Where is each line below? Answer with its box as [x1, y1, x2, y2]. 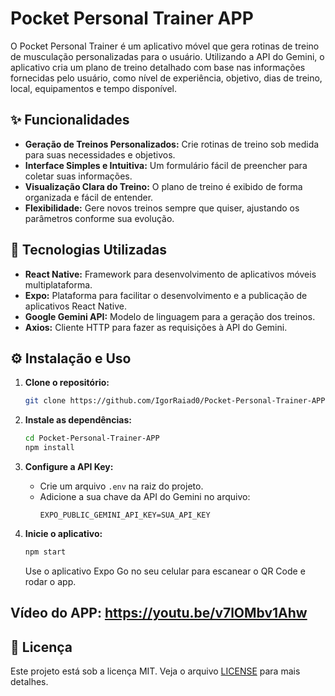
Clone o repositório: [24, 377, 110, 389]
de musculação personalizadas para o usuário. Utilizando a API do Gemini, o [10, 50, 325, 62]
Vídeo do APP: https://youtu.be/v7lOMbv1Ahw [10, 605, 308, 622]
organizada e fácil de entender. [24, 191, 154, 203]
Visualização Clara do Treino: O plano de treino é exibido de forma [24, 180, 303, 192]
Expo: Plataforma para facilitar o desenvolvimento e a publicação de [24, 289, 308, 301]
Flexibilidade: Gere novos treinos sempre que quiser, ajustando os [24, 202, 300, 214]
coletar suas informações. [24, 170, 133, 182]
